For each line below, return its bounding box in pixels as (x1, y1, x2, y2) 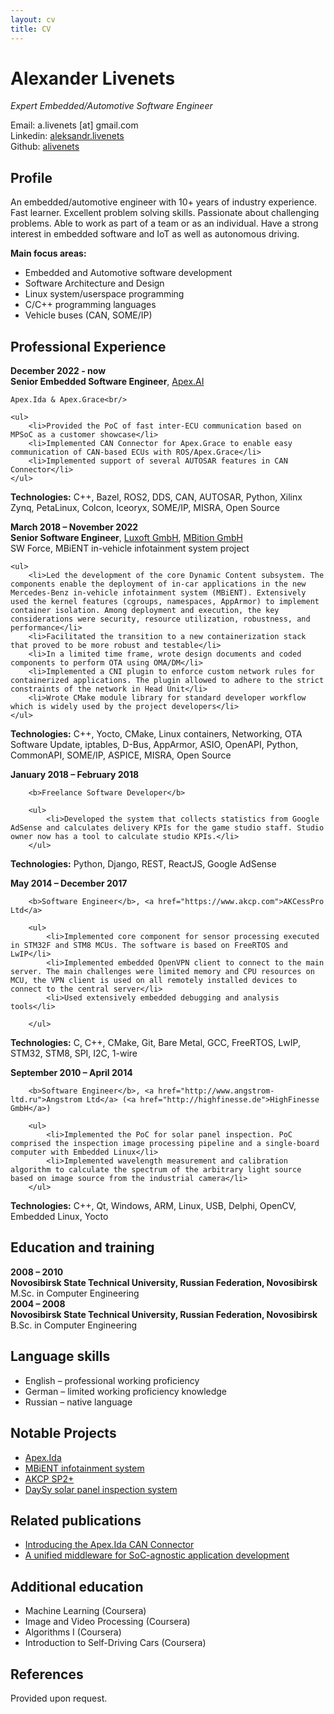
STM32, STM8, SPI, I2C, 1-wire (10, 1047, 138, 1060)
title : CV (10, 24, 52, 34)
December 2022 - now (10, 365, 107, 377)
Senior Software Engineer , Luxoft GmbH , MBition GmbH (10, 532, 244, 544)
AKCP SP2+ (24, 1472, 75, 1485)
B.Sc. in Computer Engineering (10, 1319, 138, 1331)
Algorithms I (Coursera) (24, 1626, 122, 1638)
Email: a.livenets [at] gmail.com (10, 119, 139, 131)
